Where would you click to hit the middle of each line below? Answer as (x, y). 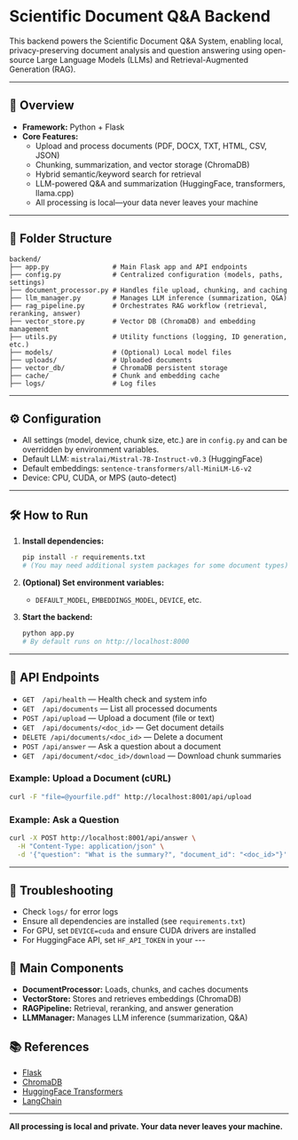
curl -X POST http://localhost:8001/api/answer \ (103, 838)
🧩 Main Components (67, 968)
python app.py (48, 633)
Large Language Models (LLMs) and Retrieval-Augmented (142, 59)
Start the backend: (57, 617)
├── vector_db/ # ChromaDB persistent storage (118, 368)
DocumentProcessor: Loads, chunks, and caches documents (135, 990)
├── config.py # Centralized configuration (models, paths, (146, 274)
